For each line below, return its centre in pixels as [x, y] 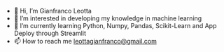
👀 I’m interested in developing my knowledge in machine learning [108, 18]
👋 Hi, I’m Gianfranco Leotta [53, 11]
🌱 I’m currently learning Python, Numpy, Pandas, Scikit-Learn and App [115, 26]
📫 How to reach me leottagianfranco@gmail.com [85, 41]
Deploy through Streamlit [50, 33]
